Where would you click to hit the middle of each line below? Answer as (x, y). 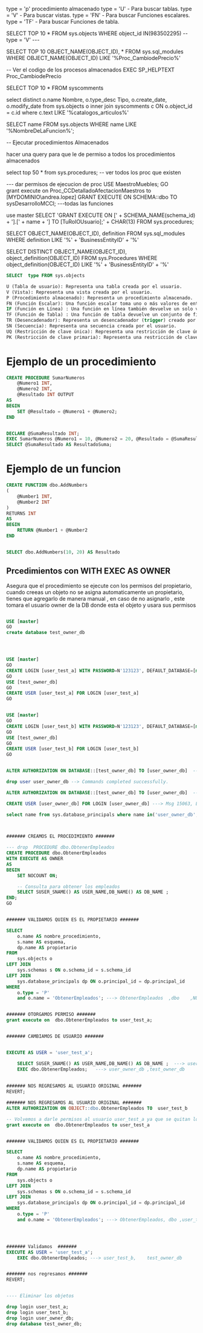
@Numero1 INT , (35, 383)
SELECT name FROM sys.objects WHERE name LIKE (72, 124)
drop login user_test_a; (37, 1307)
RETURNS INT (21, 513)
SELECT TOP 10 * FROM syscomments (55, 88)
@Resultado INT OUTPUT (46, 395)
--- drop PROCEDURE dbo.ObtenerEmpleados (60, 847)
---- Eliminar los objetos (40, 1296)
